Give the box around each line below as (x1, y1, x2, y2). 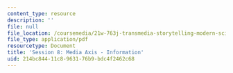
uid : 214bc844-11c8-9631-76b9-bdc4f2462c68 (7, 56, 135, 63)
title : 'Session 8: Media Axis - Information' (7, 49, 144, 56)
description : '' (7, 17, 54, 24)
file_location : (7, 29, 51, 37)
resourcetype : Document (7, 42, 76, 49)
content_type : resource (7, 10, 76, 17)
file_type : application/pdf (7, 36, 89, 43)
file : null (7, 23, 39, 30)
